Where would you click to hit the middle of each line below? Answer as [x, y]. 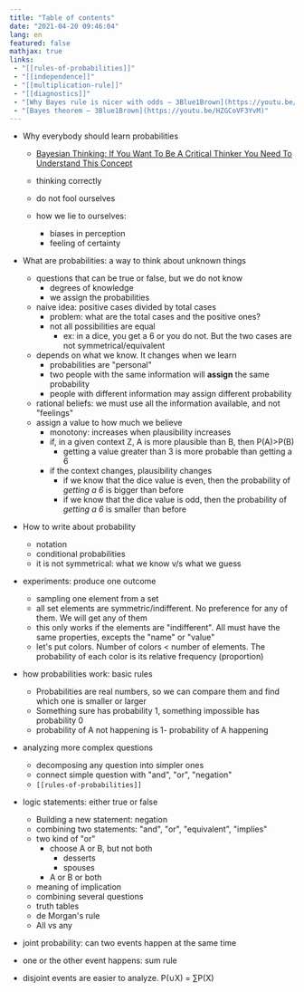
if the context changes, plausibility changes [131, 471]
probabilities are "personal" [100, 365]
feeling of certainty [85, 243]
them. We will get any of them [91, 618]
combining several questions [90, 897]
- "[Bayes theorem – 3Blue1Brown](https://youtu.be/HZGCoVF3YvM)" [141, 111]
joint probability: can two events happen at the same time [129, 943]
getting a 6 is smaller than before [125, 509]
